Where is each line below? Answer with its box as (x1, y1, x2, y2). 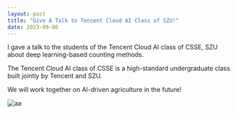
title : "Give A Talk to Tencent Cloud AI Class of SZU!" (7, 17, 180, 24)
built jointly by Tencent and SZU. (7, 72, 103, 80)
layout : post (7, 10, 46, 18)
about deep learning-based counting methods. (7, 50, 144, 59)
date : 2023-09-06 (7, 23, 59, 30)
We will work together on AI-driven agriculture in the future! (7, 86, 182, 94)
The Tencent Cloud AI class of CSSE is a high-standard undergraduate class (7, 64, 231, 73)
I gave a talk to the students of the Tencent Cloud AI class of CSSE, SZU (7, 43, 218, 52)
